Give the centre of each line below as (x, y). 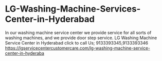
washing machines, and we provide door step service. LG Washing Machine (81, 38)
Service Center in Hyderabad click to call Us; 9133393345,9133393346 (77, 43)
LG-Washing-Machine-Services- (73, 9)
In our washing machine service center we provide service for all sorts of (78, 32)
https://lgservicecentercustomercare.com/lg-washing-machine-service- (78, 48)
